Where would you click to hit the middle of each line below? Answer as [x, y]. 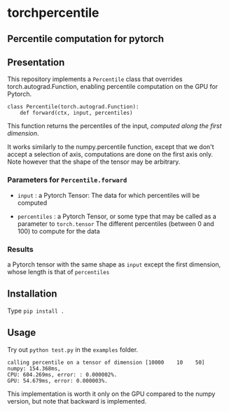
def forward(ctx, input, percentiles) [76, 113]
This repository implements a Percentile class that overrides [95, 79]
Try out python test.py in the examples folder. [73, 349]
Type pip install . [36, 311]
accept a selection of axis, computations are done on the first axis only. [110, 155]
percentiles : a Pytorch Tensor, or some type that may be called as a [117, 216]
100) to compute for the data [58, 231]
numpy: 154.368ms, [34, 369]
